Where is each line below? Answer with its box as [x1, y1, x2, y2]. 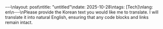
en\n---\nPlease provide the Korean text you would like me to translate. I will [5, 9, 159, 15]
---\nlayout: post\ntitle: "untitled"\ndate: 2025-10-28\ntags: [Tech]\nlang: [5, 4, 153, 10]
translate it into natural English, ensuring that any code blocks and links [5, 14, 149, 20]
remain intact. [5, 19, 33, 25]
